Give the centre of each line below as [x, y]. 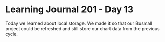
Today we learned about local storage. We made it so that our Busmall [79, 23]
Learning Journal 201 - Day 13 [70, 9]
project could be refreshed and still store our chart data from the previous [82, 28]
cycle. [11, 34]
